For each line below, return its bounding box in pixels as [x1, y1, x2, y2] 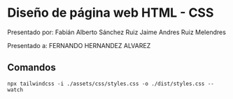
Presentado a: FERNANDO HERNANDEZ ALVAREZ [7, 41, 151, 49]
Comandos [7, 61, 56, 74]
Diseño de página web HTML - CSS [7, 5, 214, 21]
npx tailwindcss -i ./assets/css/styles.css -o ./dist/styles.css [7, 80, 205, 87]
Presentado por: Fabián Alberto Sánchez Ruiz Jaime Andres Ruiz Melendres [7, 28, 226, 36]
